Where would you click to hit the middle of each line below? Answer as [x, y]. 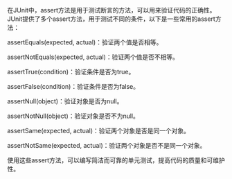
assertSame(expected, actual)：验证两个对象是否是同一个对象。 [99, 131]
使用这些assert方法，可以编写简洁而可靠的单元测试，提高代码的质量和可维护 [116, 160]
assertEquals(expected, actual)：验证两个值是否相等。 [85, 42]
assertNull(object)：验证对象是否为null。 [65, 101]
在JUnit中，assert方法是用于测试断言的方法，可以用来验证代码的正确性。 [111, 10]
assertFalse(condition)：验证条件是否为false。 [73, 86]
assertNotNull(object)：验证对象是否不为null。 [73, 116]
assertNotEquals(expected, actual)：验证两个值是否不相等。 [93, 57]
